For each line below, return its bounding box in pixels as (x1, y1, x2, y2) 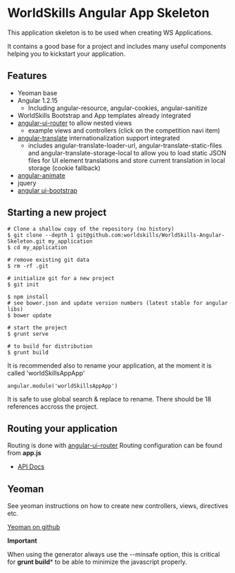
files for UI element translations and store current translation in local (27, 156, 225, 164)
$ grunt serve (7, 330, 49, 337)
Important (7, 536, 37, 545)
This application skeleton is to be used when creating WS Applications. (7, 28, 213, 37)
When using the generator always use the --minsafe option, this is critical (7, 550, 220, 559)
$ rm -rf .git (7, 263, 49, 270)
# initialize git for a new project (7, 275, 115, 282)
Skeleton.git (7, 238, 46, 245)
